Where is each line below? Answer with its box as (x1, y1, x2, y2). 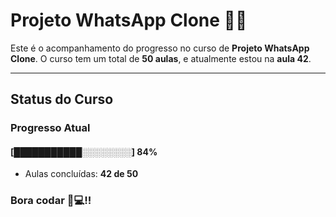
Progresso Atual (10, 121, 91, 135)
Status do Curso (10, 91, 114, 108)
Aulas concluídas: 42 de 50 (24, 168, 139, 180)
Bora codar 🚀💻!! (10, 194, 92, 208)
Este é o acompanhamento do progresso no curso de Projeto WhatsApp (10, 42, 310, 54)
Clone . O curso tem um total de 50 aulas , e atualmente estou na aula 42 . (10, 52, 312, 64)
